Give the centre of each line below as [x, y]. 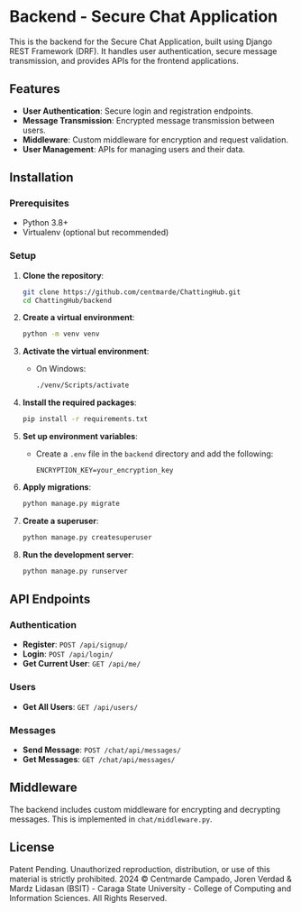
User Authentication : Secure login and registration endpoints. [138, 111]
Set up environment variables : [80, 437]
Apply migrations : [57, 487]
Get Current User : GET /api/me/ [82, 664]
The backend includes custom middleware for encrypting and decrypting [145, 809]
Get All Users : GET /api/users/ [80, 706]
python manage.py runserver [75, 571]
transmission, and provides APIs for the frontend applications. [124, 60]
